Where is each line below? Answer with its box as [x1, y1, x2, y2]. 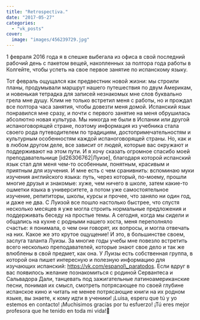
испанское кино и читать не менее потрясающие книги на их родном [6, 288, 186, 295]
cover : [6, 31, 23, 37]
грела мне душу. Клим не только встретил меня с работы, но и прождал [6, 97, 193, 104]
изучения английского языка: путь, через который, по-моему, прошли [6, 174, 187, 180]
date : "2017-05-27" [6, 14, 55, 20]
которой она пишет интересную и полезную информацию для [6, 256, 166, 263]
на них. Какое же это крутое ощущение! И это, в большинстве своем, [6, 231, 186, 238]
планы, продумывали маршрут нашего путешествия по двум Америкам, [6, 84, 193, 91]
